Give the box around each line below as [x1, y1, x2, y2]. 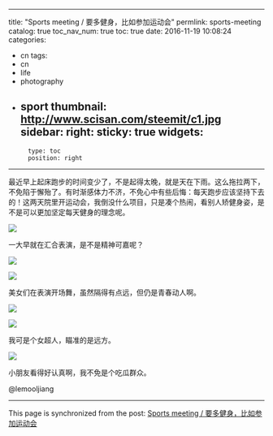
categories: [8, 35, 46, 45]
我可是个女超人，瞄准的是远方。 [8, 335, 115, 345]
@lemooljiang [8, 383, 54, 394]
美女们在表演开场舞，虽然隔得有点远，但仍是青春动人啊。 [8, 287, 201, 297]
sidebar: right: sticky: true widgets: [19, 125, 204, 139]
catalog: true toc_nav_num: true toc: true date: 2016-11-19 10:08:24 [8, 26, 232, 36]
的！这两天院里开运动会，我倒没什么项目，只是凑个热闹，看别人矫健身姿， [8, 196, 258, 207]
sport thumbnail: [19, 100, 107, 114]
